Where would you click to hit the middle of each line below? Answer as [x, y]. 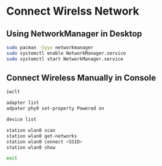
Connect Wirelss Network [73, 11]
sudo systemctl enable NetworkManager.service [66, 53]
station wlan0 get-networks [42, 136]
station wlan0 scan [31, 130]
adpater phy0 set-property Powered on [55, 109]
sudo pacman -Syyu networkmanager [50, 47]
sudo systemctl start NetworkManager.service [65, 59]
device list [21, 120]
